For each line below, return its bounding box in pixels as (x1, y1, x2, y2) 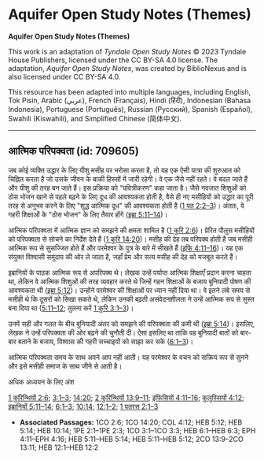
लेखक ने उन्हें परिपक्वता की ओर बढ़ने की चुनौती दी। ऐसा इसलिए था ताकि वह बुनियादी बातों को (8, 328, 239, 337)
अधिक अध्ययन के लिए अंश (8, 377, 75, 387)
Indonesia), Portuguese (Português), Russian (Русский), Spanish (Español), (8, 104, 253, 113)
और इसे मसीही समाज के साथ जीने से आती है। (8, 361, 123, 371)
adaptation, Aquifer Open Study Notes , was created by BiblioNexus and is (8, 63, 247, 72)
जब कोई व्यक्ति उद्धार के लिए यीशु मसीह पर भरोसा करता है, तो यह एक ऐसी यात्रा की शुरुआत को (8, 165, 241, 175)
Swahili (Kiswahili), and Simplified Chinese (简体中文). (8, 113, 182, 123)
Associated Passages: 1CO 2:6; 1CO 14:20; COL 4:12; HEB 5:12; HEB (19, 417, 243, 427)
